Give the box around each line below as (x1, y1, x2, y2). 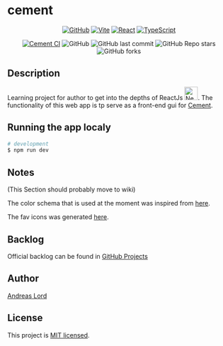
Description (7, 67, 60, 79)
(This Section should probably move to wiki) (7, 185, 136, 194)
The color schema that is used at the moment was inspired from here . (7, 199, 211, 208)
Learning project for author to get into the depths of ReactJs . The (7, 93, 213, 101)
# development (7, 140, 50, 147)
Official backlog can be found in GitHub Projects (7, 252, 149, 260)
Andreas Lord (7, 291, 47, 300)
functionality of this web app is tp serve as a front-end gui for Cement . (7, 101, 213, 109)
